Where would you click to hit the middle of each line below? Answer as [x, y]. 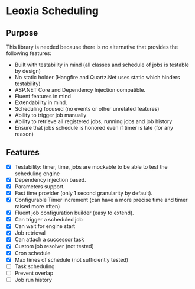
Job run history [33, 280]
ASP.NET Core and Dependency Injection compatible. [80, 90]
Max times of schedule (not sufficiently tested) [71, 259]
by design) [28, 71]
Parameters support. [40, 186]
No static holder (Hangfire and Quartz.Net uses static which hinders [97, 77]
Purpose [22, 33]
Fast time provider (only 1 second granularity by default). [84, 193]
